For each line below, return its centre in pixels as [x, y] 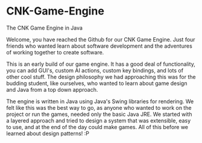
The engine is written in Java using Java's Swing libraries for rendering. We [100, 101]
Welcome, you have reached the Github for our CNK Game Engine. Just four [101, 39]
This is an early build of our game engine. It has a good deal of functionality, [101, 64]
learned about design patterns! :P [48, 133]
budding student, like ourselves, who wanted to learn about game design [97, 83]
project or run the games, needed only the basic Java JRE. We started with [99, 114]
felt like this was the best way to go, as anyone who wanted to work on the [99, 107]
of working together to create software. [55, 52]
